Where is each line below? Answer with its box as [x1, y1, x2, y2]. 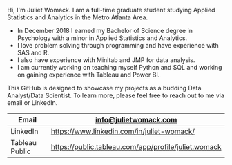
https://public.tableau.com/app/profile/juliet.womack [50, 142, 222, 151]
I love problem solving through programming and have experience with [17, 41, 219, 49]
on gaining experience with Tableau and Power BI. [17, 70, 160, 79]
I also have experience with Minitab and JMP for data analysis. [17, 56, 195, 64]
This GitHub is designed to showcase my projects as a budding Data [7, 84, 202, 92]
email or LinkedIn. [7, 99, 58, 106]
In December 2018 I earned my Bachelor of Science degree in [17, 27, 193, 35]
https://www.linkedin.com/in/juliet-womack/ [50, 127, 195, 136]
